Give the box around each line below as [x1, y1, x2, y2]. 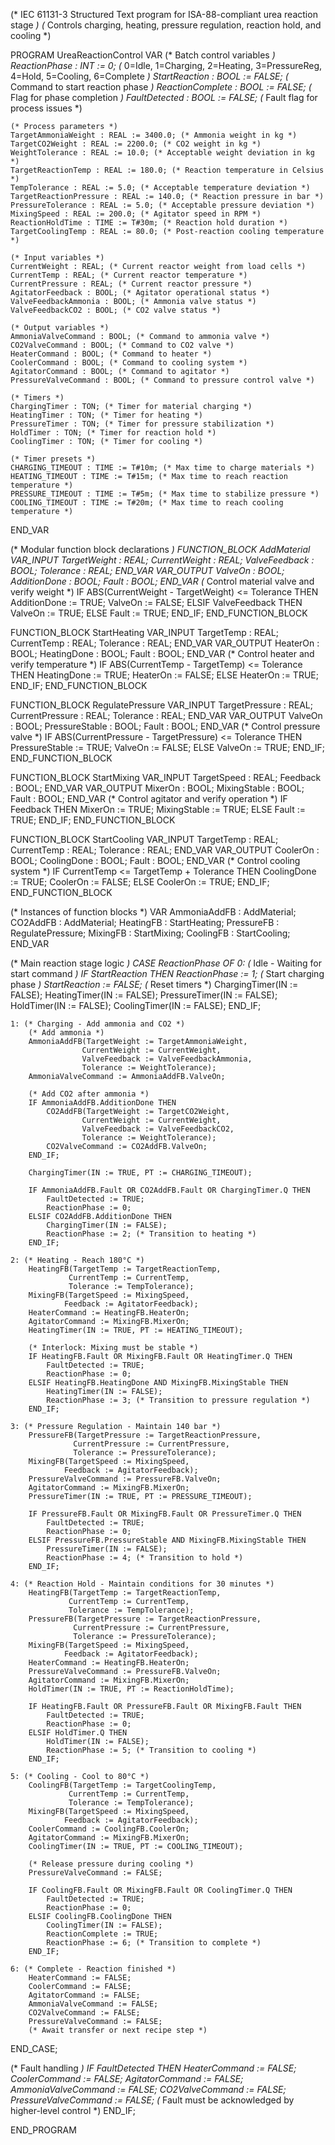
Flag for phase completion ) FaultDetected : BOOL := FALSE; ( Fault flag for [10, 92, 318, 103]
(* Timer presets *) [10, 454, 97, 464]
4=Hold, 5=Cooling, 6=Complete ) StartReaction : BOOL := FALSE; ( [10, 70, 289, 82]
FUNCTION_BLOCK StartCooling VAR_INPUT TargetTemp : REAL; [10, 834, 279, 845]
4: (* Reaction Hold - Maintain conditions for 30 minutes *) [10, 1579, 275, 1589]
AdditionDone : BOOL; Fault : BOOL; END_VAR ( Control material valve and [10, 575, 315, 587]
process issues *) [10, 102, 83, 114]
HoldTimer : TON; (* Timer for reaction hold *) [10, 428, 217, 438]
